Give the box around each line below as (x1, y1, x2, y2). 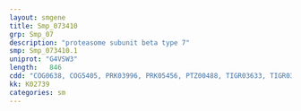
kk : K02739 (9, 80, 50, 89)
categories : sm (9, 88, 66, 97)
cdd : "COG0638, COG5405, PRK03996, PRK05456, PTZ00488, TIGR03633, (9, 72, 267, 81)
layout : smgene (9, 13, 66, 22)
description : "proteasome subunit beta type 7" (9, 38, 191, 47)
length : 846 (9, 64, 63, 73)
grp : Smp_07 (9, 30, 54, 38)
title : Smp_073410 (9, 21, 78, 30)
